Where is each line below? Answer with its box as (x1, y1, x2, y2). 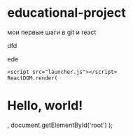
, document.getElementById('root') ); (7, 121, 113, 129)
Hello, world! (7, 98, 83, 114)
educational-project (7, 5, 126, 21)
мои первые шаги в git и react (7, 28, 97, 36)
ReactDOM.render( (7, 75, 58, 82)
